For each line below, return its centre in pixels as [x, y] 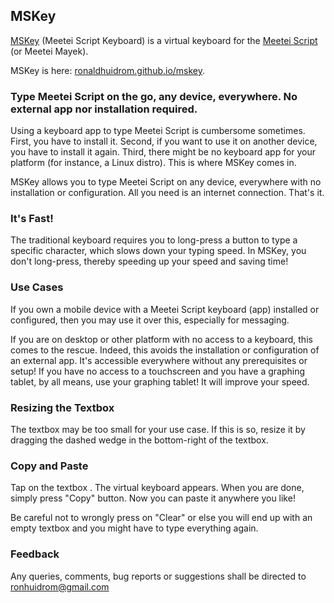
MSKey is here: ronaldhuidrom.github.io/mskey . [108, 70]
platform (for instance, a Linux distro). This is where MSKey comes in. [153, 163]
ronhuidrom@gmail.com [60, 586]
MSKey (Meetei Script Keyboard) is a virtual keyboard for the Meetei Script [164, 40]
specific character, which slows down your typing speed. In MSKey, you [158, 251]
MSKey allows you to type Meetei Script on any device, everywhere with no [166, 182]
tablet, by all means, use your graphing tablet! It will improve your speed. [160, 381]
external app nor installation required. [104, 109]
